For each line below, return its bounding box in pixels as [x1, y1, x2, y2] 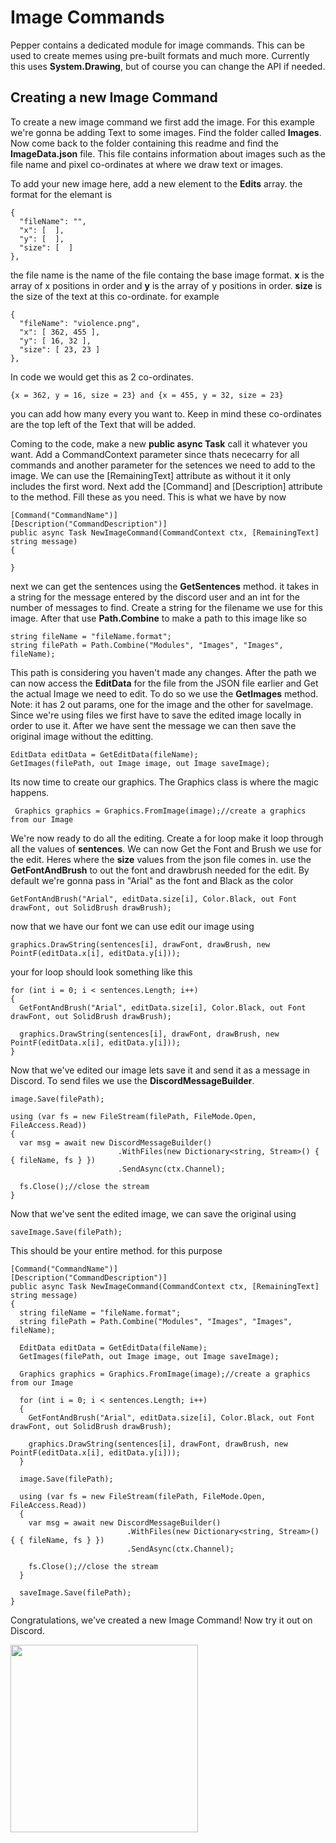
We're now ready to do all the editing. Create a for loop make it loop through [10, 832, 324, 844]
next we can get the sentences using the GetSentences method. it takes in [10, 580, 320, 592]
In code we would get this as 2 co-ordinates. [10, 371, 195, 383]
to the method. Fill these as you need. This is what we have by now [10, 491, 287, 503]
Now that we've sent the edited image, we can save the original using [10, 1207, 297, 1220]
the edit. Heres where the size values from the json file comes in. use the [10, 853, 312, 865]
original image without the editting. [10, 730, 154, 742]
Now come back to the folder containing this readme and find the [10, 137, 280, 149]
